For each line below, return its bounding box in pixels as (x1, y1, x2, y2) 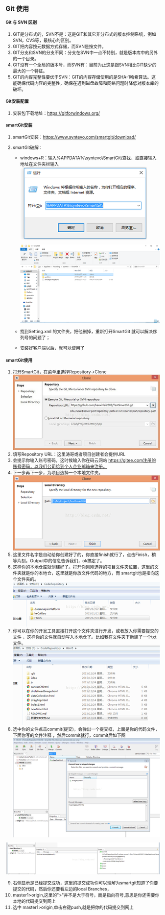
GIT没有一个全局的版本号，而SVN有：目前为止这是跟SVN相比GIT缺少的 (12, 62, 157, 68)
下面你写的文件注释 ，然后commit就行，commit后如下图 (12, 732, 126, 738)
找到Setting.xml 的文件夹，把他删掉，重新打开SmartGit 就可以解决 (20, 329, 153, 335)
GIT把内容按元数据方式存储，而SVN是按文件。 (12, 43, 107, 49)
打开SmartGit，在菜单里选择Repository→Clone (12, 369, 107, 375)
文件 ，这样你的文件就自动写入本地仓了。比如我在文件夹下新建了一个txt (12, 634, 157, 640)
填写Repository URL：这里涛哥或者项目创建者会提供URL (12, 451, 126, 457)
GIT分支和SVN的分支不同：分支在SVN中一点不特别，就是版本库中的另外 (12, 49, 158, 55)
